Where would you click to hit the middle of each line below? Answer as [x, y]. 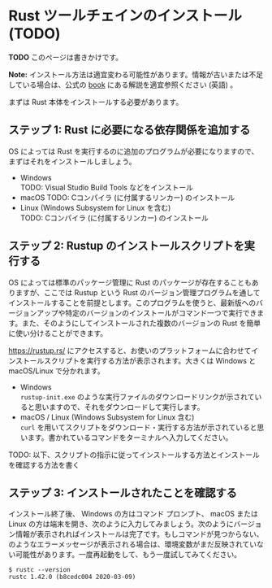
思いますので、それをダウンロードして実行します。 [119, 407]
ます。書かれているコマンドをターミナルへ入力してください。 [130, 437]
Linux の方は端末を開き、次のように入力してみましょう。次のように [121, 524]
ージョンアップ [33, 312]
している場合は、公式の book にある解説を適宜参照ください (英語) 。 [123, 85]
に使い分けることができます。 [58, 333]
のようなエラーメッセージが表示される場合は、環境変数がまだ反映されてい [133, 544]
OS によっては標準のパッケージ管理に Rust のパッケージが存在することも [130, 282]
